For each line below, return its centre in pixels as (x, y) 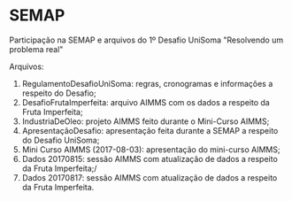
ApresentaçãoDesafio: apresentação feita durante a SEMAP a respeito (150, 130)
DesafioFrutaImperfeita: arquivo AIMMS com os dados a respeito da (146, 102)
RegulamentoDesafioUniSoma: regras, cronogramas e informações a (147, 83)
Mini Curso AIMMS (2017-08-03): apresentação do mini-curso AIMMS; (151, 149)
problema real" (36, 49)
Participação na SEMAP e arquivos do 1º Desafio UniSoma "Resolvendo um (146, 40)
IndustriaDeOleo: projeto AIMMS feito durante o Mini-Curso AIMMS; (146, 121)
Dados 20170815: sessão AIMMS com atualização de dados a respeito (150, 158)
